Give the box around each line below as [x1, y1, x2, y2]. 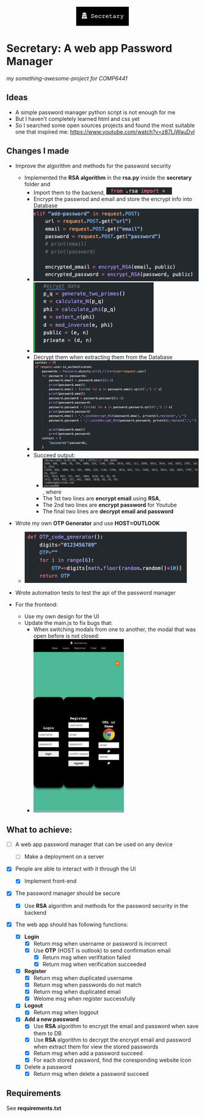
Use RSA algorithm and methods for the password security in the [24, 902, 189, 909]
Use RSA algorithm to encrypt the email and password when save [33, 1023, 199, 1030]
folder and [24, 180, 51, 188]
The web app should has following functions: [15, 921, 129, 928]
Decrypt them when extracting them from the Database [33, 353, 173, 360]
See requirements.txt [6, 1104, 62, 1112]
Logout [24, 1002, 43, 1009]
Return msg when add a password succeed [33, 1049, 143, 1057]
